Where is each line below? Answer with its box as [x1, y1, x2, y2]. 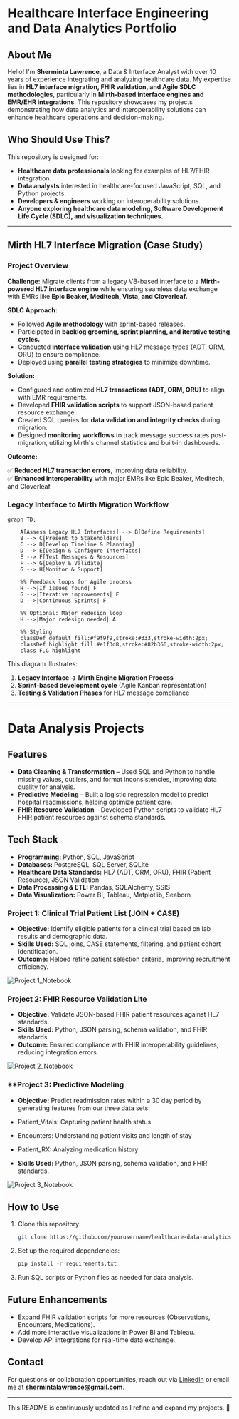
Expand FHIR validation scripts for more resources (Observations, [17, 1313, 211, 1321]
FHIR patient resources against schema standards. [17, 813, 166, 821]
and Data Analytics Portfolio [7, 20, 177, 36]
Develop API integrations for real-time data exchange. [17, 1336, 176, 1344]
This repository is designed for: [7, 152, 100, 161]
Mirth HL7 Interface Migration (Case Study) [7, 239, 203, 251]
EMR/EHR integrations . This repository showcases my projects [7, 98, 193, 106]
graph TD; [7, 516, 37, 523]
